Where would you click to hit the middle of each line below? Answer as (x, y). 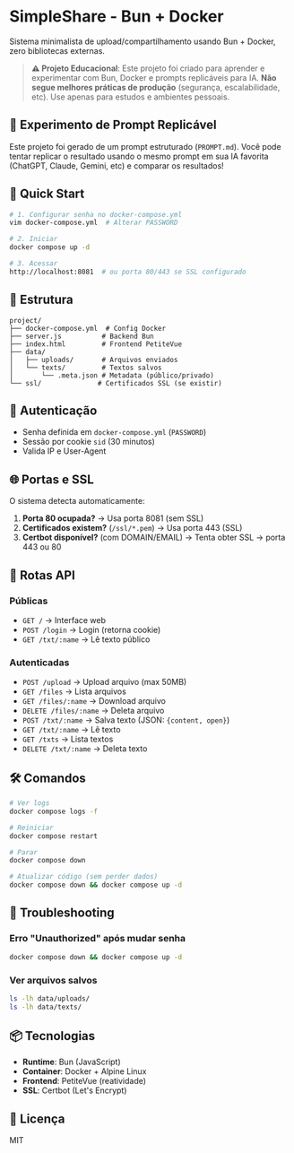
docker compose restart (54, 836)
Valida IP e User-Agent (64, 451)
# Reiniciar (31, 828)
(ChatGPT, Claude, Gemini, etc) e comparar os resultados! (117, 165)
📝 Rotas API (43, 575)
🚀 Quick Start (47, 194)
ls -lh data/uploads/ (50, 998)
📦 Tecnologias (52, 1036)
